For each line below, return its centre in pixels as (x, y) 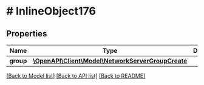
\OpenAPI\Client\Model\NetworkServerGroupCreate (110, 61)
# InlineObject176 (51, 11)
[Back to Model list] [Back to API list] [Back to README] (76, 76)
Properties (27, 34)
